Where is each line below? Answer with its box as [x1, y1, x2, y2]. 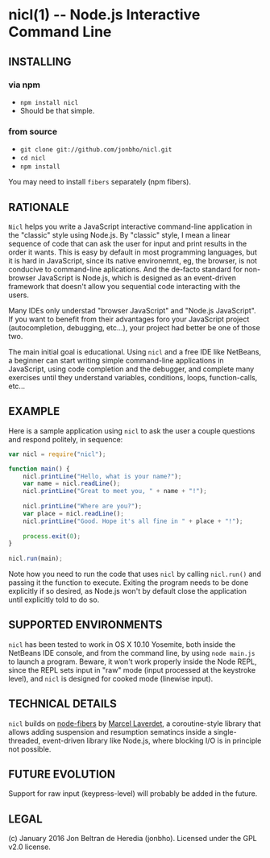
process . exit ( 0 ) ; [23, 532, 81, 541]
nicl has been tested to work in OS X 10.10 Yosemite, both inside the [8, 639, 236, 649]
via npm [8, 79, 41, 90]
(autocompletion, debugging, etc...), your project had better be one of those [8, 322, 260, 332]
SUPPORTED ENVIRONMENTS [8, 618, 163, 632]
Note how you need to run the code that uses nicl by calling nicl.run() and [8, 570, 262, 579]
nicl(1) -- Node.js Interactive [8, 6, 201, 24]
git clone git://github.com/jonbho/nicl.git [19, 146, 172, 154]
